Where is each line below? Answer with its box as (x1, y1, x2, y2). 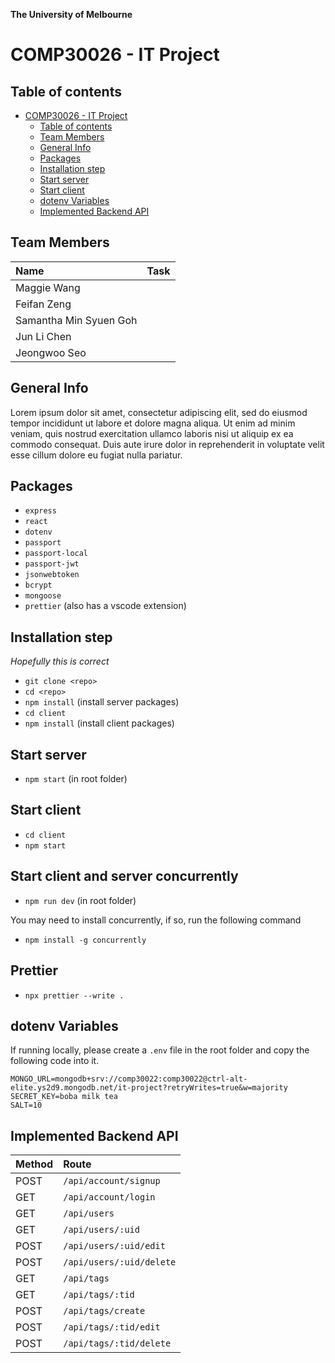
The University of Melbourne (10, 9, 133, 20)
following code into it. (10, 1055, 100, 1067)
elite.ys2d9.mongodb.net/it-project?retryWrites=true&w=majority (10, 1083, 288, 1093)
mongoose (24, 591, 62, 601)
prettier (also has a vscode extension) (24, 600, 187, 612)
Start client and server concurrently (10, 868, 239, 885)
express (24, 506, 57, 516)
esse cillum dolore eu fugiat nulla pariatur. (10, 449, 183, 461)
